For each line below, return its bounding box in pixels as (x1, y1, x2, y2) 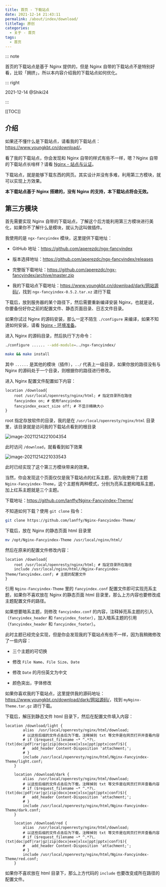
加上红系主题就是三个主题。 (5, 487, 62, 493)
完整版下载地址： (12, 267, 47, 273)
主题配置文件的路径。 (5, 598, 48, 604)
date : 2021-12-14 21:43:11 (5, 12, 61, 17)
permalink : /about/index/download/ (5, 16, 79, 21)
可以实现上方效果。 (5, 178, 44, 184)
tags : (5, 35, 16, 40)
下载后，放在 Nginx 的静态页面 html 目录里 (5, 528, 91, 534)
